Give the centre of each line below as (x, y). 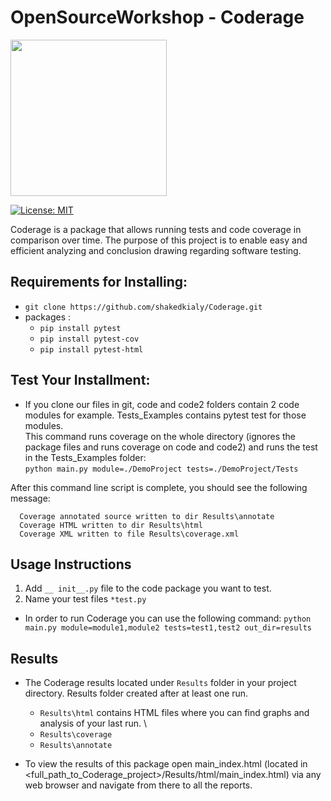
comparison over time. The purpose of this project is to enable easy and (159, 240)
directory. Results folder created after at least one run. (136, 693)
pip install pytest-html (91, 349)
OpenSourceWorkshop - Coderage (157, 17)
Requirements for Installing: (99, 282)
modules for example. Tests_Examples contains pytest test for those (165, 415)
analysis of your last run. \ (93, 723)
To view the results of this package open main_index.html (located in (166, 764)
